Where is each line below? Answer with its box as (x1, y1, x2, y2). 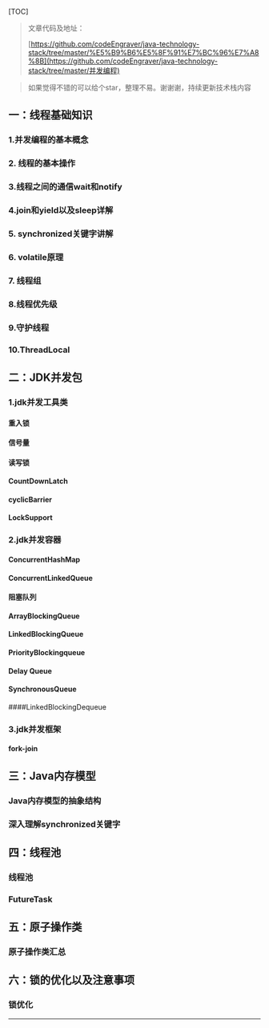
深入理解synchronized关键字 (8, 818, 121, 830)
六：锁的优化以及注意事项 (8, 974, 134, 987)
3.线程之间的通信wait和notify (8, 182, 122, 193)
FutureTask (8, 894, 54, 905)
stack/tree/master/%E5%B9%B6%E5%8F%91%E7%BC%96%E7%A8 (27, 48, 259, 57)
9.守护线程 (8, 322, 50, 333)
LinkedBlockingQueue (8, 630, 84, 639)
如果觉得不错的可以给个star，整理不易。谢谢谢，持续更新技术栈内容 (27, 83, 251, 92)
